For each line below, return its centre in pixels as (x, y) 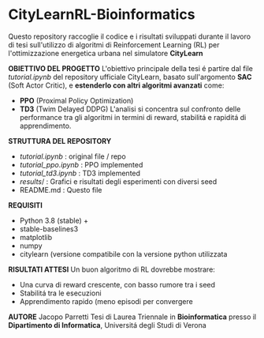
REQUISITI (26, 205)
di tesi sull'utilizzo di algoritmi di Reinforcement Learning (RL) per (114, 44)
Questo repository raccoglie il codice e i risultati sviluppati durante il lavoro (129, 36)
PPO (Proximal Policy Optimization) (76, 100)
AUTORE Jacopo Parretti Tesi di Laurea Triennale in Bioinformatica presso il (132, 317)
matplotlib (36, 237)
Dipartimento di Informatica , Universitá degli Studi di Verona (107, 325)
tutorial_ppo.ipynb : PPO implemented (81, 164)
